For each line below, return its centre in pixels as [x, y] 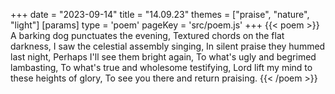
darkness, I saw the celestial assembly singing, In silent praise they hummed [168, 46]
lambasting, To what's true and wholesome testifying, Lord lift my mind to [161, 67]
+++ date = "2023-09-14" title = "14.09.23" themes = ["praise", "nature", [160, 14]
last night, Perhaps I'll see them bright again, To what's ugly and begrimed [163, 57]
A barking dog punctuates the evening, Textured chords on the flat [147, 35]
